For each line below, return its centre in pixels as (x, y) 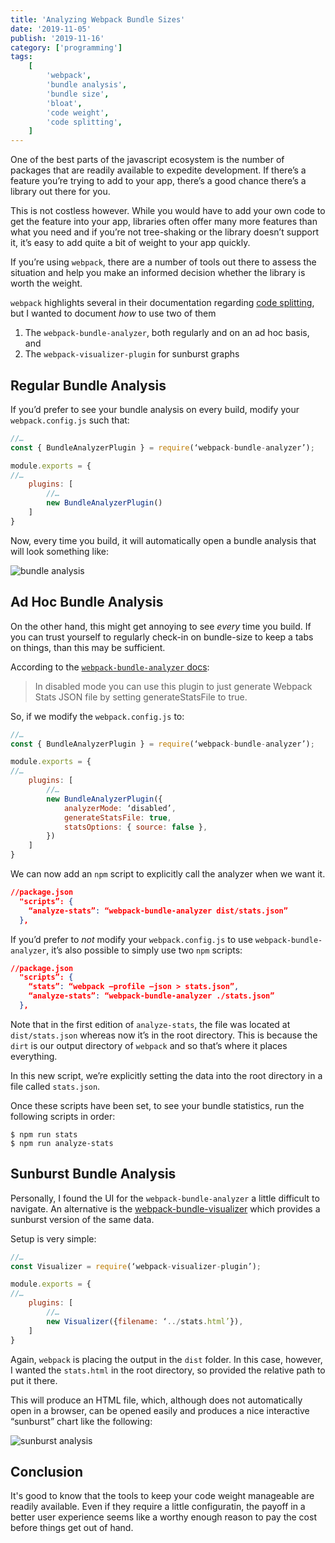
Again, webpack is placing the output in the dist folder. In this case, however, (166, 1359)
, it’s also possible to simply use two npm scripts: (144, 950)
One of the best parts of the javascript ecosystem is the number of (147, 160)
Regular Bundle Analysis (88, 385)
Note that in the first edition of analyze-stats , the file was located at (150, 1024)
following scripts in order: (63, 1116)
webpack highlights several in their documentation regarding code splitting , (162, 303)
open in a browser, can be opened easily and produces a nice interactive (160, 1410)
